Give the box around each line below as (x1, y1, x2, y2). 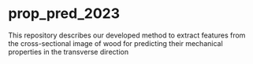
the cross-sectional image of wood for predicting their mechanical (8, 38, 223, 48)
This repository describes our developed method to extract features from (8, 30, 246, 40)
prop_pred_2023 (8, 5, 121, 23)
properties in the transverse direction (8, 47, 128, 56)
